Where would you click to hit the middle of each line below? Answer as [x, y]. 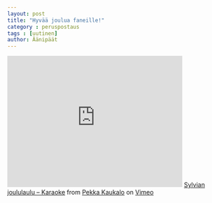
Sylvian [194, 185]
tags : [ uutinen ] [33, 33]
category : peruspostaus [43, 27]
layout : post [26, 14]
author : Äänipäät [33, 40]
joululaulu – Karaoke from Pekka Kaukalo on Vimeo [80, 192]
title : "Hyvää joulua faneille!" [56, 20]
